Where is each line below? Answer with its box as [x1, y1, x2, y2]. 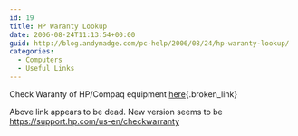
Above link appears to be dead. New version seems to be [9, 106, 224, 117]
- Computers [17, 55, 63, 64]
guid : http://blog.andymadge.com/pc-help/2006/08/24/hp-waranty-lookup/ [9, 38, 290, 48]
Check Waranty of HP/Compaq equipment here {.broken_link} [9, 88, 238, 100]
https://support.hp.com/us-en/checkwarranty [9, 115, 180, 127]
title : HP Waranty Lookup [9, 22, 107, 31]
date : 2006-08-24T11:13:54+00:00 [9, 30, 136, 39]
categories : [9, 47, 54, 56]
